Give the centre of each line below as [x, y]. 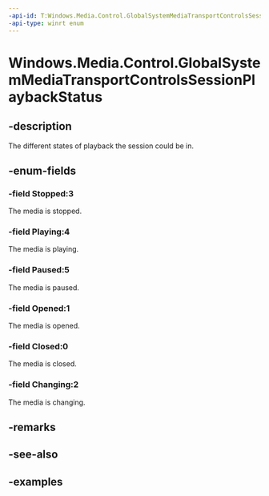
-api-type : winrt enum [46, 23]
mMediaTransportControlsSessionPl [132, 80]
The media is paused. [44, 287]
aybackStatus [55, 97]
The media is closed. [43, 364]
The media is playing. [44, 249]
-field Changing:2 [44, 385]
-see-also [33, 455]
